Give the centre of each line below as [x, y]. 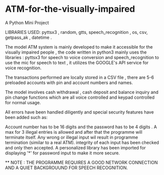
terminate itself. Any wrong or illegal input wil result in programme [72, 137]
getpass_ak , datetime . [28, 37]
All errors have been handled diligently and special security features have [80, 112]
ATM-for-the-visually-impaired [70, 9]
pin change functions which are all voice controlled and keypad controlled [80, 97]
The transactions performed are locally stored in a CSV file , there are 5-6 [80, 77]
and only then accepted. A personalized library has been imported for [76, 147]
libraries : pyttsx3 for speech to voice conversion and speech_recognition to [82, 57]
